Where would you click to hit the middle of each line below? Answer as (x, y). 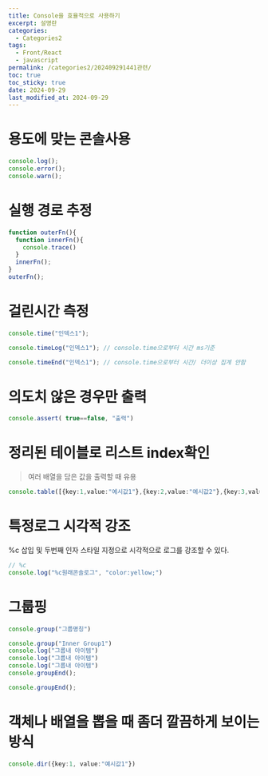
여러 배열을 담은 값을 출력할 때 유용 (82, 477)
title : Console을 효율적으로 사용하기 (64, 16)
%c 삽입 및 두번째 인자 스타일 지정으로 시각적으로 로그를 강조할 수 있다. (119, 550)
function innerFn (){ (49, 240)
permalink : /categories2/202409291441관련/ (80, 68)
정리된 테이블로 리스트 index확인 (109, 453)
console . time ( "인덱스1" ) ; (49, 333)
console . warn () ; (35, 176)
